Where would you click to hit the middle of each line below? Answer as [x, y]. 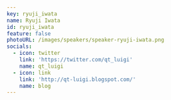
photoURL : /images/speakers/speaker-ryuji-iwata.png [85, 40]
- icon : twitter [37, 54]
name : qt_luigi [42, 66]
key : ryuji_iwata [32, 14]
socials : [19, 46]
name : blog [35, 86]
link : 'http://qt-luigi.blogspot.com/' [78, 79]
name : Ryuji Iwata [33, 20]
